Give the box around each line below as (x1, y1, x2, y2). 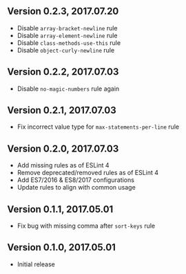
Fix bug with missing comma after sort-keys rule (17, 221, 156, 230)
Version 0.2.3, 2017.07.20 (7, 6, 119, 17)
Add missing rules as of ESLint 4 (17, 161, 110, 170)
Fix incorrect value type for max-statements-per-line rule (17, 122, 180, 131)
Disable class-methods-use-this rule (17, 38, 121, 47)
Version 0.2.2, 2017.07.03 (7, 66, 119, 78)
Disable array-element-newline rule (17, 31, 118, 39)
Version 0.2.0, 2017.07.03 (7, 143, 119, 154)
